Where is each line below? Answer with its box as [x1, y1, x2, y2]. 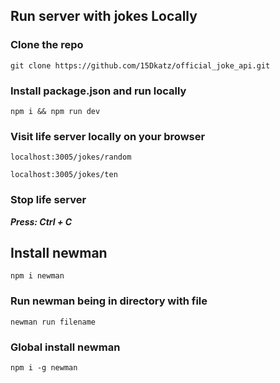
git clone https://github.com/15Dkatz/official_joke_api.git [10, 60, 271, 71]
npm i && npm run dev [10, 106, 101, 116]
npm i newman [10, 271, 65, 281]
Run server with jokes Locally [10, 8, 198, 25]
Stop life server [10, 193, 87, 207]
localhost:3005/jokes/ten [10, 170, 118, 180]
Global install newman [10, 340, 121, 354]
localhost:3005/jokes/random [10, 152, 132, 163]
